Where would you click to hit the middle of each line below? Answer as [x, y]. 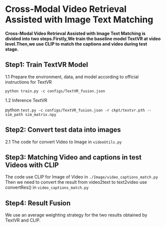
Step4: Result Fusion [38, 203]
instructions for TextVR [28, 82]
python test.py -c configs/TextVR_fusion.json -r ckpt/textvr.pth [75, 110]
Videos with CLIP [32, 165]
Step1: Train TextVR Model [47, 65]
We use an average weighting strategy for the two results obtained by [76, 215]
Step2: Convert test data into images [63, 130]
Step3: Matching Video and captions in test [73, 157]
